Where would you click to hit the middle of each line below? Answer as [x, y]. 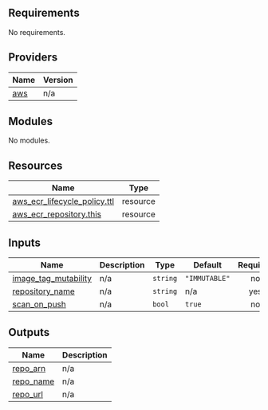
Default [207, 265]
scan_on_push [39, 304]
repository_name [44, 291]
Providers [33, 58]
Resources [35, 165]
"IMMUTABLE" [207, 279]
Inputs [25, 242]
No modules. [29, 141]
